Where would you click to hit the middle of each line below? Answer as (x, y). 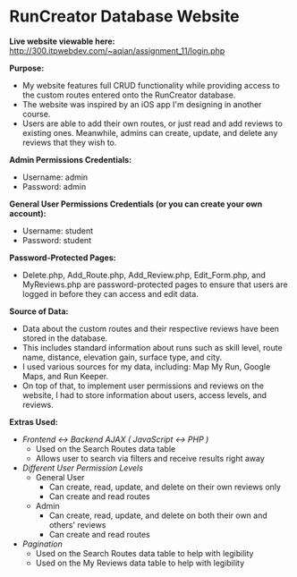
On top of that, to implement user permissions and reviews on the (143, 386)
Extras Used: (34, 421)
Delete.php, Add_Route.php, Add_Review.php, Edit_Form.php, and (144, 275)
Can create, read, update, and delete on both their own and (158, 515)
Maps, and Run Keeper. (65, 376)
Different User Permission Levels (82, 468)
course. (36, 114)
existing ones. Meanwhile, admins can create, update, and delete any (150, 132)
